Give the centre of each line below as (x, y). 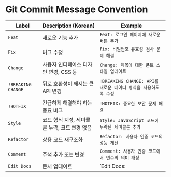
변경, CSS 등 (63, 72)
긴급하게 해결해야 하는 (67, 103)
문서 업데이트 (57, 166)
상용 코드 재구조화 (63, 140)
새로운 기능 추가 (60, 38)
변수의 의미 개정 (123, 157)
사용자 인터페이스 (62, 64)
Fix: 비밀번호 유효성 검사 (127, 49)
